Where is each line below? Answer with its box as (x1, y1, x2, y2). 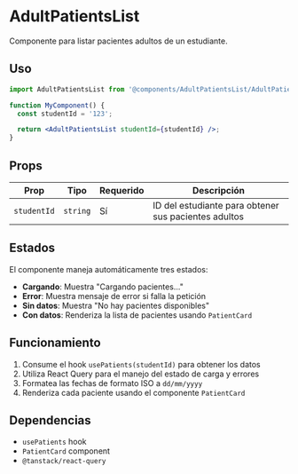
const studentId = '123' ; (17, 109, 114, 118)
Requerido (98, 184, 145, 196)
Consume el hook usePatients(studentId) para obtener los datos (21, 359, 261, 369)
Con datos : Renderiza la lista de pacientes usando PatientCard (21, 309, 253, 320)
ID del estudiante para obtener (153, 199, 279, 211)
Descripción (192, 184, 246, 196)
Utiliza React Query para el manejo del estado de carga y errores (21, 368, 260, 379)
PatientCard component (21, 446, 111, 456)
